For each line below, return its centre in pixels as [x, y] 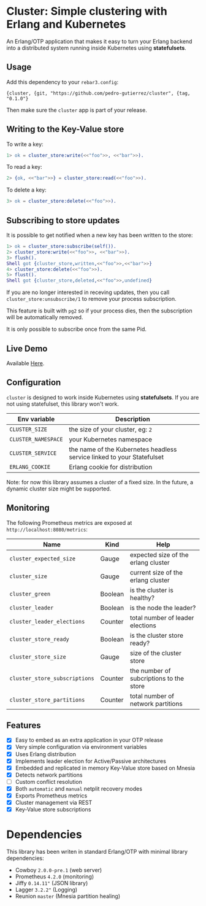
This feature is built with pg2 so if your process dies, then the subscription [100, 311]
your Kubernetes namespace [110, 439]
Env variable [36, 419]
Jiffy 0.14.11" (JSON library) [51, 883]
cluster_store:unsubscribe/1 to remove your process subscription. [91, 299]
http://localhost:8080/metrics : [47, 529]
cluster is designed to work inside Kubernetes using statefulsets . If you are [103, 397]
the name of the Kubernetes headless [123, 449]
